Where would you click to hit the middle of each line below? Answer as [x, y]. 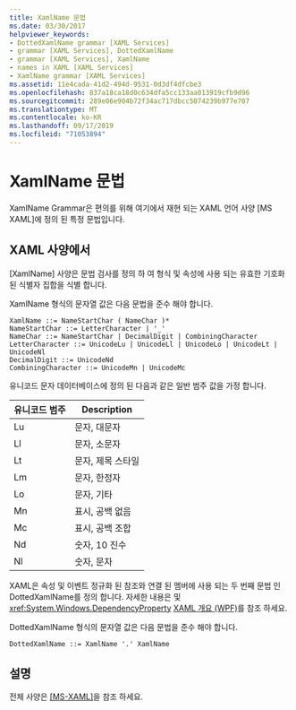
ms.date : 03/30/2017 [48, 26]
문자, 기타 [94, 494]
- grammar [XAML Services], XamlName [80, 59]
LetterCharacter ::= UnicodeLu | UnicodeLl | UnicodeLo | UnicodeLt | [144, 344]
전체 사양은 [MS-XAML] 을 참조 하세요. [76, 697]
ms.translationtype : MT [54, 109]
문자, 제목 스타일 [107, 461]
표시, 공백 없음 [103, 511]
